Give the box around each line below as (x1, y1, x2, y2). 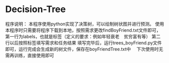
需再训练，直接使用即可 (5, 52, 54, 58)
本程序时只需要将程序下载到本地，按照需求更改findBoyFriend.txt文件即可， (5, 27, 161, 33)
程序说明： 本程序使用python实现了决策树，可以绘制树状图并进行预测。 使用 (5, 21, 164, 27)
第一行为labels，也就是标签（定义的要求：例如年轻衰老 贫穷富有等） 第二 (5, 33, 161, 39)
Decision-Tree (5, 4, 66, 15)
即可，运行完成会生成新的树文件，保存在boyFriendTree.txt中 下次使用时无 (5, 46, 163, 52)
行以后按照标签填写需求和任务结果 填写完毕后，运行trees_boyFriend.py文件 (5, 39, 162, 46)
